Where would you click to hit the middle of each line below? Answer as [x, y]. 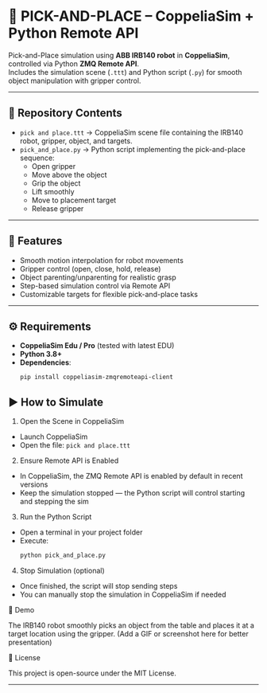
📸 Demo [21, 609]
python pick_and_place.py [62, 556]
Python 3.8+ [41, 354]
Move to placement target [74, 200]
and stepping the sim [54, 502]
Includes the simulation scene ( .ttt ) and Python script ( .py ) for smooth [125, 72]
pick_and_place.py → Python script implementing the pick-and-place [133, 149]
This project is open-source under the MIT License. [93, 673]
